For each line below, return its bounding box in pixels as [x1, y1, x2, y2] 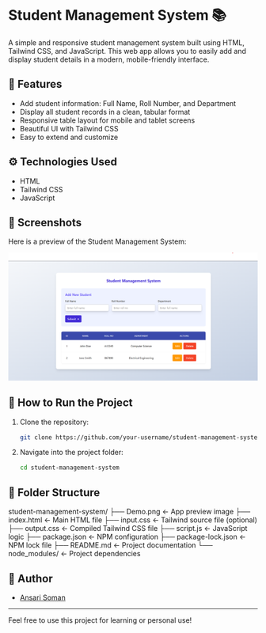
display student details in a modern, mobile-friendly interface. [8, 55, 210, 64]
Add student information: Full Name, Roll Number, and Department [19, 98, 236, 108]
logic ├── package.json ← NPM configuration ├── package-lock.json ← [8, 532, 247, 542]
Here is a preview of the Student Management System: [8, 237, 187, 246]
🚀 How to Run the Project [8, 396, 133, 410]
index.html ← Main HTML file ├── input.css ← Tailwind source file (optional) [8, 515, 257, 525]
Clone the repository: [19, 417, 89, 426]
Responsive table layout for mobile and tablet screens [19, 116, 196, 125]
